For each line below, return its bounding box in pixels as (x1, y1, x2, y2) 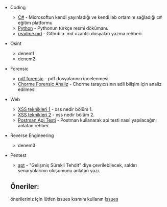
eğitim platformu (17, 20, 53, 26)
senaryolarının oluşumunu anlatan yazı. (17, 168, 101, 173)
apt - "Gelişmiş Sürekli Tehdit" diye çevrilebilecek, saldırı (17, 162, 137, 168)
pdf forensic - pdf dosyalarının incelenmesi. (17, 76, 110, 81)
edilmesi (17, 86, 36, 93)
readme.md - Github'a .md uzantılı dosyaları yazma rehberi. (17, 31, 143, 36)
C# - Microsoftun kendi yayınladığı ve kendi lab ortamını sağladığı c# (17, 14, 162, 20)
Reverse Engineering (10, 132, 54, 139)
